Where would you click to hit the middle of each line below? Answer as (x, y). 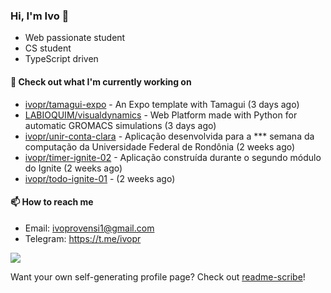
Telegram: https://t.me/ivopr (83, 238)
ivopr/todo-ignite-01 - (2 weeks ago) (100, 178)
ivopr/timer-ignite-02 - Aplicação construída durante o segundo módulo (173, 157)
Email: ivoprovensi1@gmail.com (89, 228)
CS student (48, 48)
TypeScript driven (61, 59)
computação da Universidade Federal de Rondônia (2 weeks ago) (160, 146)
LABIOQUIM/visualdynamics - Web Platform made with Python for (161, 115)
